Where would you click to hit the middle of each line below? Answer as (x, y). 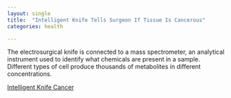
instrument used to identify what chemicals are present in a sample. (104, 59)
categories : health (35, 26)
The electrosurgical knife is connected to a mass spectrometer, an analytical (116, 52)
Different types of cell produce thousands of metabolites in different (104, 67)
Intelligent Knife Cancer (41, 88)
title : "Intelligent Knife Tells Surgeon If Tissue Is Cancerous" (107, 20)
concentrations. (29, 74)
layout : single (29, 13)
